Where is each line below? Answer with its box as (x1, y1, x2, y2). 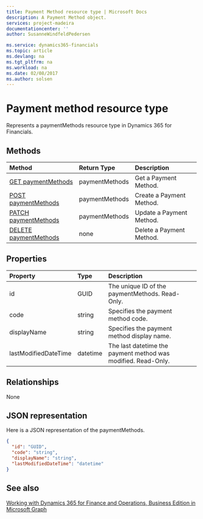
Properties (6, 254, 47, 264)
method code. (108, 314, 148, 323)
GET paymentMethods (9, 177, 74, 186)
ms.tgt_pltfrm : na (6, 59, 53, 65)
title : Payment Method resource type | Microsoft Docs (6, 8, 147, 15)
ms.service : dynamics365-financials (6, 42, 98, 48)
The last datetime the (108, 342, 169, 350)
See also (6, 483, 39, 494)
